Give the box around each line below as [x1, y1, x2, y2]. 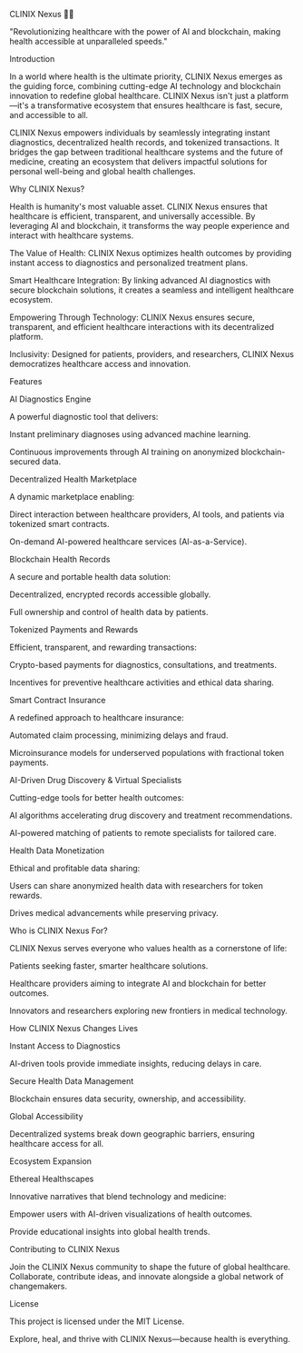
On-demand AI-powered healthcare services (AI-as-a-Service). [9, 536, 248, 547]
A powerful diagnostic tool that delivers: [9, 412, 159, 422]
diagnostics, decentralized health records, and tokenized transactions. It [9, 137, 279, 147]
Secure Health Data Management [9, 1076, 134, 1086]
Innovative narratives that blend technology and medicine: [9, 1191, 227, 1201]
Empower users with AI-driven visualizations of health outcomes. [9, 1209, 253, 1219]
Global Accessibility [9, 1111, 83, 1121]
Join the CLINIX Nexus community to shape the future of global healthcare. [9, 1261, 291, 1272]
